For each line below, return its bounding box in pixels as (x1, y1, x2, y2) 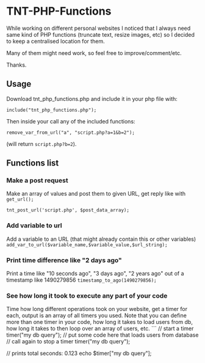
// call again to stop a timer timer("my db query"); (6, 338, 131, 345)
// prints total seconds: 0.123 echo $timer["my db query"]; (6, 350, 152, 357)
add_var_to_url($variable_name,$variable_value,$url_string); (6, 241, 168, 248)
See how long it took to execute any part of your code (6, 291, 168, 300)
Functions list (6, 158, 59, 169)
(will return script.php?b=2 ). (6, 140, 77, 147)
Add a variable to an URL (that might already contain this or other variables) (6, 235, 196, 243)
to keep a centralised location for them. (6, 37, 105, 45)
